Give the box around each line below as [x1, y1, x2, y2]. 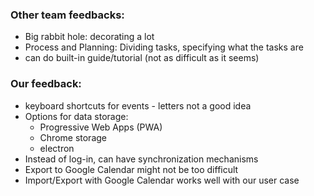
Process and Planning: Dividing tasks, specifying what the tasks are [24, 41, 304, 53]
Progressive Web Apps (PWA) [39, 121, 163, 133]
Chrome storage [39, 131, 108, 143]
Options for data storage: [24, 110, 129, 122]
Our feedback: [10, 77, 82, 91]
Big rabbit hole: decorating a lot [24, 31, 155, 43]
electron [39, 142, 75, 154]
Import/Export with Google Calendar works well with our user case [24, 174, 300, 186]
